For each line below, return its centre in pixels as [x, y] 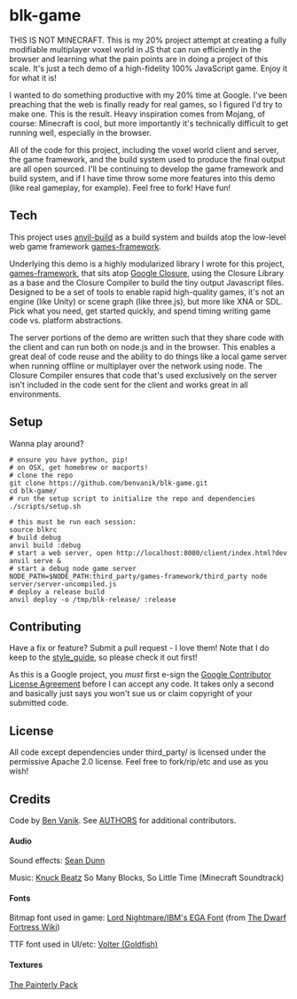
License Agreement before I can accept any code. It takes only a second [142, 684]
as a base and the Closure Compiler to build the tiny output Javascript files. [147, 282]
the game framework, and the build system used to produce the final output [147, 159]
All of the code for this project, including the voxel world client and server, [144, 150]
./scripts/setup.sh [45, 506]
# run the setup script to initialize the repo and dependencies [132, 498]
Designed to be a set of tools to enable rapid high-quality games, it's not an [147, 292]
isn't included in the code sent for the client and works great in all [129, 385]
